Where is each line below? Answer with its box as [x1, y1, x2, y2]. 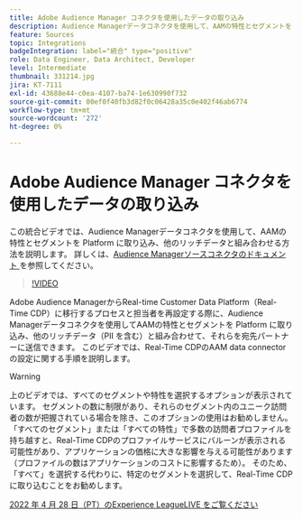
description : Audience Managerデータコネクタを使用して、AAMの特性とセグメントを [9, 22, 293, 31]
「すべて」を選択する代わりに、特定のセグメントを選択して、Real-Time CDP [9, 468, 293, 479]
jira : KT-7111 [9, 80, 63, 89]
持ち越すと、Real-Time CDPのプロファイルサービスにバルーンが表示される [9, 434, 287, 445]
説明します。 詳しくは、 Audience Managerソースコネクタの [24, 248, 247, 259]
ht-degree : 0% [9, 123, 63, 132]
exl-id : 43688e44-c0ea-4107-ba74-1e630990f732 [9, 88, 188, 97]
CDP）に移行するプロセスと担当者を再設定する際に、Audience [30, 308, 264, 319]
